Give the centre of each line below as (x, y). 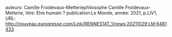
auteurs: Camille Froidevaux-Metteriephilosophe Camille (65, 7)
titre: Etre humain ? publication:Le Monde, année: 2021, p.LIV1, (91, 13)
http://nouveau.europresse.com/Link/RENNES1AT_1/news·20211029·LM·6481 (86, 24)
